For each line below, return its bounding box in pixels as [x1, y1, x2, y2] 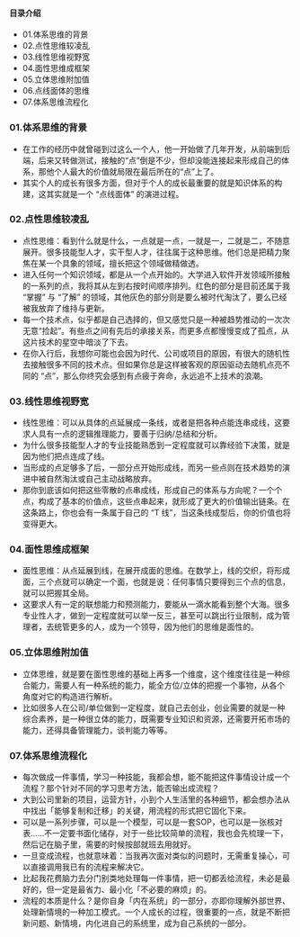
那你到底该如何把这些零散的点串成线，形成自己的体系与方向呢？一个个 [22, 485, 283, 496]
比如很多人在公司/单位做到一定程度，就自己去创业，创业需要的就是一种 [22, 702, 286, 713]
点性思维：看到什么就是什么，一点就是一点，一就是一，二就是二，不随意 [22, 235, 290, 246]
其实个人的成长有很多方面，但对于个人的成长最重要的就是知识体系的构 [22, 177, 283, 188]
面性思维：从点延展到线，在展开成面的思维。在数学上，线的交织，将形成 [22, 565, 290, 576]
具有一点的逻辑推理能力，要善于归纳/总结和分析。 [38, 428, 223, 439]
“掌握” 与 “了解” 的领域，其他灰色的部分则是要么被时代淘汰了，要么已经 [22, 292, 287, 302]
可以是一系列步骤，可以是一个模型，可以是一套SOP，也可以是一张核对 [22, 816, 283, 827]
